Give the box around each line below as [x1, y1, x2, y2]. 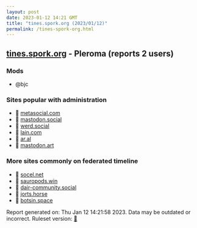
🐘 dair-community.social [15, 184, 77, 191]
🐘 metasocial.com [15, 109, 60, 117]
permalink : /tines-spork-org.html [6, 26, 95, 32]
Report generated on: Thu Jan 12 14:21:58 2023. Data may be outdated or [6, 208, 191, 216]
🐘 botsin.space [15, 196, 53, 204]
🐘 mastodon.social [15, 116, 62, 123]
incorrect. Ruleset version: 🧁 [6, 215, 77, 222]
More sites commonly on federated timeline [6, 157, 138, 165]
